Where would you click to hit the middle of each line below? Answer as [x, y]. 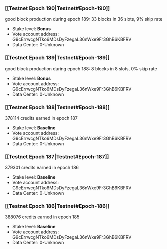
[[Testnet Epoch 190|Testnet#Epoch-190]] [58, 8]
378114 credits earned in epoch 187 [42, 118]
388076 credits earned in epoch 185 [42, 217]
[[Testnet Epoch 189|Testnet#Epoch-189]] [57, 58]
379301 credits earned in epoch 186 [42, 168]
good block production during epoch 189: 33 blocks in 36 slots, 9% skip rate [84, 19]
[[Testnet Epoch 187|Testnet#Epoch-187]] [57, 156]
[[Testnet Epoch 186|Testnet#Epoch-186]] [57, 206]
